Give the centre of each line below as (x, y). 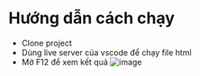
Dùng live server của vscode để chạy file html (106, 52)
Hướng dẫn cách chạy (91, 18)
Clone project (47, 43)
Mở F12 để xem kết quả (65, 62)
